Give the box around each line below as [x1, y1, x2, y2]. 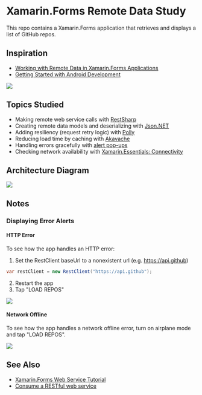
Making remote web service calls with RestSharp [14, 116, 137, 123]
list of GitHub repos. [6, 30, 56, 38]
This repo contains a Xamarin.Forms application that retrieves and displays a [6, 24, 196, 31]
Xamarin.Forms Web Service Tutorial [14, 376, 106, 383]
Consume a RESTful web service [14, 382, 97, 390]
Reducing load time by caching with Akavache [14, 135, 130, 142]
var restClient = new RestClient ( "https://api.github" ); [6, 268, 153, 275]
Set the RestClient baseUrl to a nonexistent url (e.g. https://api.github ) [14, 256, 189, 264]
